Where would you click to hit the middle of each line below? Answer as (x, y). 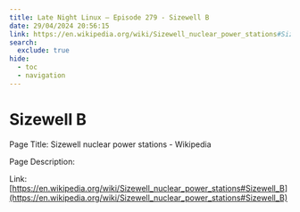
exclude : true (43, 51)
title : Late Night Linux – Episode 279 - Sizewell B (109, 17)
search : (24, 42)
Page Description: (42, 161)
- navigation (42, 76)
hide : (19, 59)
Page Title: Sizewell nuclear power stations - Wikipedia (110, 144)
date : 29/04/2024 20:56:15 (59, 26)
